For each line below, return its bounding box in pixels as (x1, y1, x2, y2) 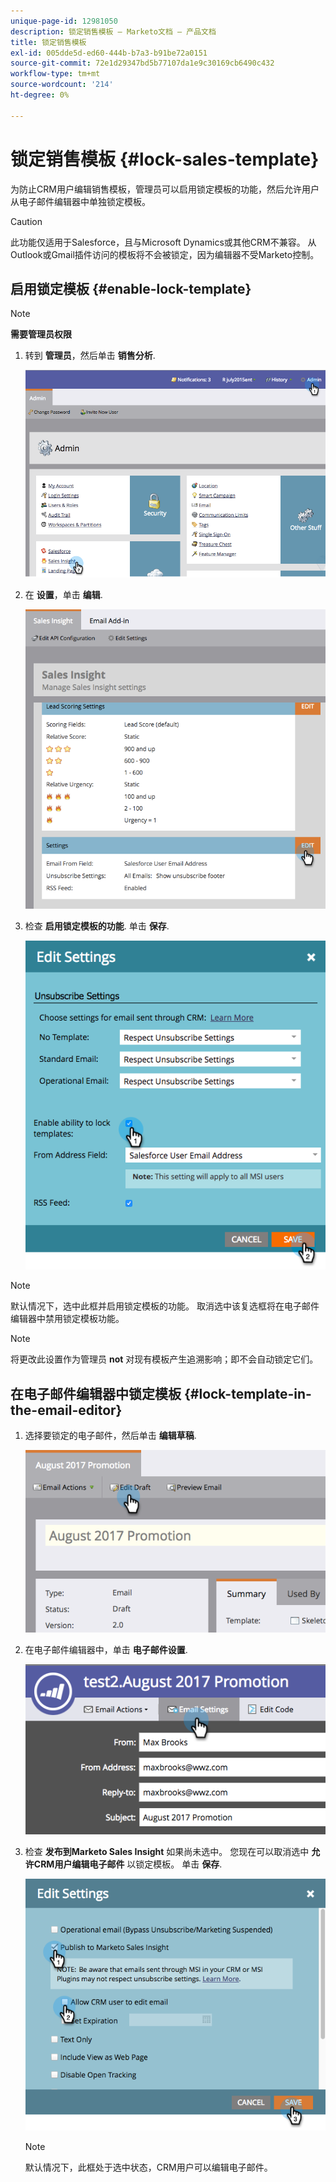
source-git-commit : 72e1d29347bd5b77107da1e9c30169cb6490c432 (10, 58, 275, 69)
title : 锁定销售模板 (10, 37, 87, 47)
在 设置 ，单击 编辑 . (24, 588, 103, 600)
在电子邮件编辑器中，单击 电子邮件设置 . (24, 1643, 188, 1655)
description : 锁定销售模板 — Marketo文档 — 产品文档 (10, 26, 217, 37)
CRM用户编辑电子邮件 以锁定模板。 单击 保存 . (33, 1858, 223, 1870)
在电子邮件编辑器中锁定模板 (10, 1385, 182, 1402)
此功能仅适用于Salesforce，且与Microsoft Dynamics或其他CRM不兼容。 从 (10, 236, 317, 248)
